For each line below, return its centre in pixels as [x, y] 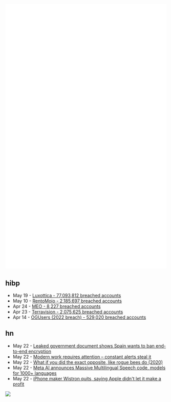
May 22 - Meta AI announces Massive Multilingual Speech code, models [89, 368]
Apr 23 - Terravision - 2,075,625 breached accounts [68, 312]
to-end [20, 351]
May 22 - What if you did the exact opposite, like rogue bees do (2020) [88, 362]
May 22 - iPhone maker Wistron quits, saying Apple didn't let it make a [87, 378]
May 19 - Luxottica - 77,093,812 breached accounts [67, 295]
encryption [40, 351]
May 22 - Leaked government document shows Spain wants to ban [84, 345]
